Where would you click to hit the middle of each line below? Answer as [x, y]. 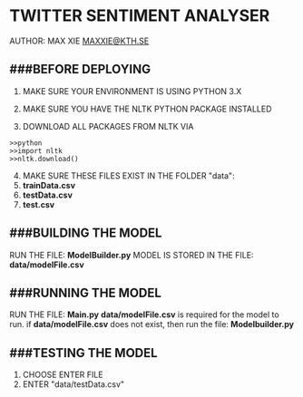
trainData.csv [49, 185]
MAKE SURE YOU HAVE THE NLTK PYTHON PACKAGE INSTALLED [147, 109]
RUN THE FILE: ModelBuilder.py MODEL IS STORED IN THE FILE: [132, 255]
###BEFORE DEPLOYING [80, 69]
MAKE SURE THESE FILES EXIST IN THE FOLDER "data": [128, 175]
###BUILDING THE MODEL [86, 233]
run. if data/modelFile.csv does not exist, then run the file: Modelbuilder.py [152, 324]
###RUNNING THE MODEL [85, 292]
